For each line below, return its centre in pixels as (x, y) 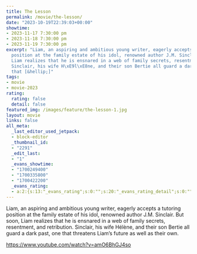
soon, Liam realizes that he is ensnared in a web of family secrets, (86, 221)
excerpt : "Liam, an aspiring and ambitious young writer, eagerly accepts (99, 50)
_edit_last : (26, 153)
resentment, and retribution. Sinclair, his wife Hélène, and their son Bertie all (98, 227)
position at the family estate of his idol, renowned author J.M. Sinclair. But (95, 214)
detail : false (28, 104)
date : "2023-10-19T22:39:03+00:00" (50, 22)
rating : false (28, 99)
